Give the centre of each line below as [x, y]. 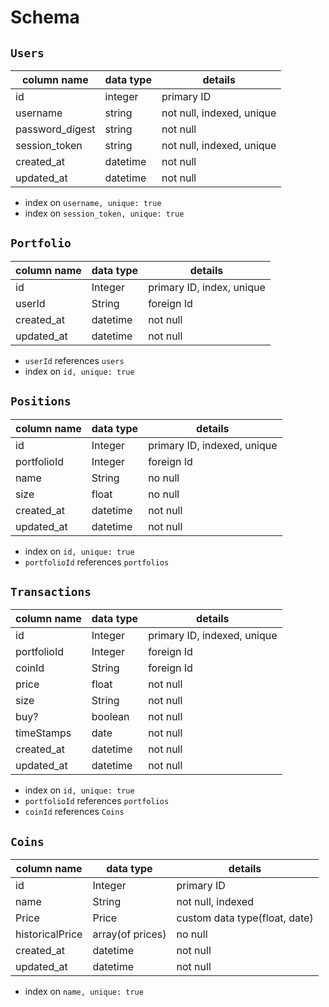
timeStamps [43, 733]
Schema [45, 17]
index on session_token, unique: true [104, 213]
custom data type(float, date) [245, 918]
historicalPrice [49, 934]
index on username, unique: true [93, 202]
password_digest [55, 129]
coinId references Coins [74, 812]
